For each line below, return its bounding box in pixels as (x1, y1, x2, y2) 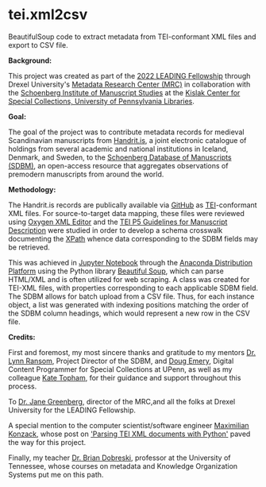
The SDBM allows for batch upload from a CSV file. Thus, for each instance (8, 292, 255, 301)
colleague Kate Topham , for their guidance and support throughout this (8, 373, 241, 382)
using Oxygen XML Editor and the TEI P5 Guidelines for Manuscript (8, 217, 228, 226)
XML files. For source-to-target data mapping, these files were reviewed (8, 208, 245, 218)
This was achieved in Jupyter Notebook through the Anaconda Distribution (8, 257, 253, 267)
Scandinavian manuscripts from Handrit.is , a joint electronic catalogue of (8, 135, 247, 145)
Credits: (8, 332, 36, 342)
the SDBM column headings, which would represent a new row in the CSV (8, 308, 250, 318)
